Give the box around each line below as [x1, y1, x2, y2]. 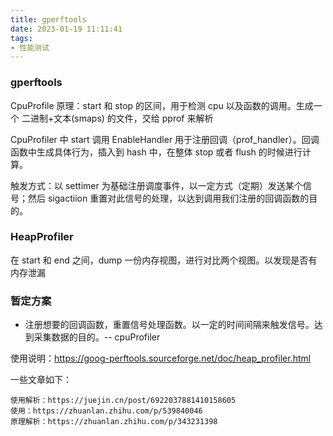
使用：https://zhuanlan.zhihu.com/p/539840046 [10, 406, 203, 416]
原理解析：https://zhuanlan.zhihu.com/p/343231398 [10, 417, 218, 427]
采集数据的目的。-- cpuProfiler [33, 331, 161, 343]
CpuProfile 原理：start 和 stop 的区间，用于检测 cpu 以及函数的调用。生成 [10, 99, 314, 111]
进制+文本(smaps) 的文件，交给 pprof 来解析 [29, 112, 214, 124]
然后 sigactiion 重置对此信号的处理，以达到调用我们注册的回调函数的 [27, 192, 310, 204]
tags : [10, 33, 33, 43]
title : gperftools [10, 14, 87, 25]
